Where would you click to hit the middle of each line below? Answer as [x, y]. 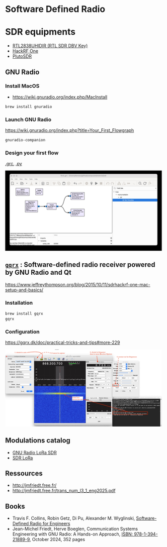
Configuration [22, 331]
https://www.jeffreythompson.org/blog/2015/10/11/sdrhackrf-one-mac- [78, 284]
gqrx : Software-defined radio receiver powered [80, 265]
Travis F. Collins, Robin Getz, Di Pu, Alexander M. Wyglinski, [74, 518]
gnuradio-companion [25, 140]
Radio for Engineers [50, 524]
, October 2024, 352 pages [57, 540]
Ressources [24, 473]
